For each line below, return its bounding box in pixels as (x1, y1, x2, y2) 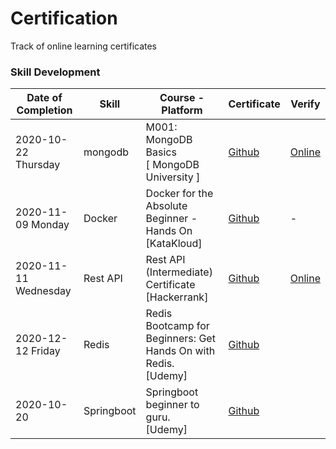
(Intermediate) (145, 265, 213, 279)
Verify (290, 97, 321, 111)
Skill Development (10, 65, 101, 79)
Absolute (145, 199, 188, 213)
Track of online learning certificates (10, 40, 158, 52)
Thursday (15, 158, 61, 172)
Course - (159, 91, 205, 105)
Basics (145, 145, 177, 159)
